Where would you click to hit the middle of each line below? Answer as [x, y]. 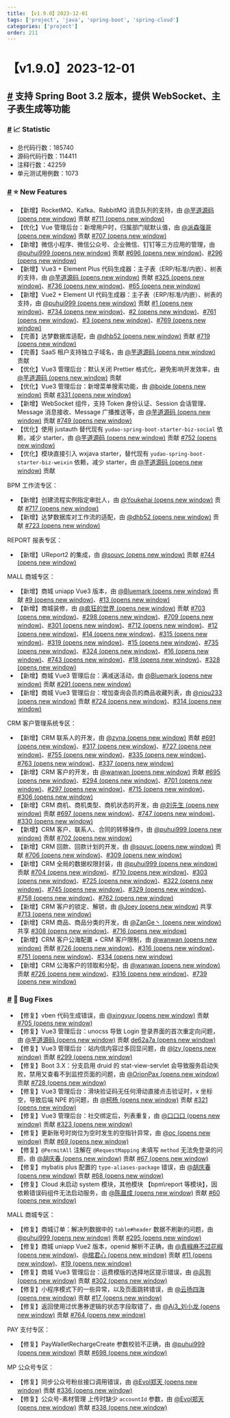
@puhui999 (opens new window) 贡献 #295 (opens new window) [109, 1238]
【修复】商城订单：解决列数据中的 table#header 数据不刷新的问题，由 [115, 1229]
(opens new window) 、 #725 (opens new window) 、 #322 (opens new [115, 881]
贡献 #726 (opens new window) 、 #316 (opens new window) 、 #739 [112, 974]
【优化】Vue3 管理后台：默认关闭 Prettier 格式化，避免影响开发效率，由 [118, 369]
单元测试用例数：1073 [48, 173]
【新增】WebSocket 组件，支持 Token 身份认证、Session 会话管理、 [113, 404]
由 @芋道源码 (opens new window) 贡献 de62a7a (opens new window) [116, 1040]
